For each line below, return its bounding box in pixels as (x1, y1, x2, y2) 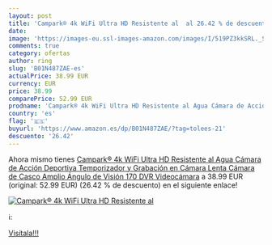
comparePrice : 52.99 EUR (8, 95, 92, 103)
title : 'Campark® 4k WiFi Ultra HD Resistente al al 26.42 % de (8, 19, 233, 27)
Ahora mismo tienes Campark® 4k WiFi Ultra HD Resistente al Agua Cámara (8, 154, 261, 164)
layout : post (8, 11, 53, 20)
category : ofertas (8, 49, 70, 57)
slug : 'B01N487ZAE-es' (8, 65, 85, 73)
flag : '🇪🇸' (8, 117, 49, 125)
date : (8, 27, 27, 35)
